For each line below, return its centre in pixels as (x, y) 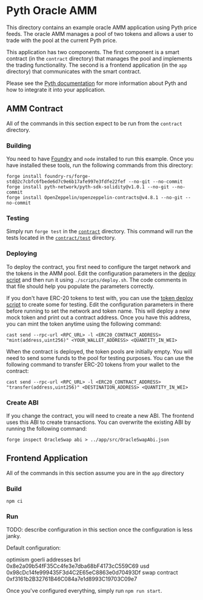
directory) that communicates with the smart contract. (74, 71)
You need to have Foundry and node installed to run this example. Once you (100, 159)
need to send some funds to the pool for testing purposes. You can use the (100, 358)
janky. (14, 536)
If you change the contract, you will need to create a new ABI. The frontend (100, 415)
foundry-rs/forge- (68, 177)
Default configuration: (34, 548)
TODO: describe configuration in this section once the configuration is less (99, 530)
